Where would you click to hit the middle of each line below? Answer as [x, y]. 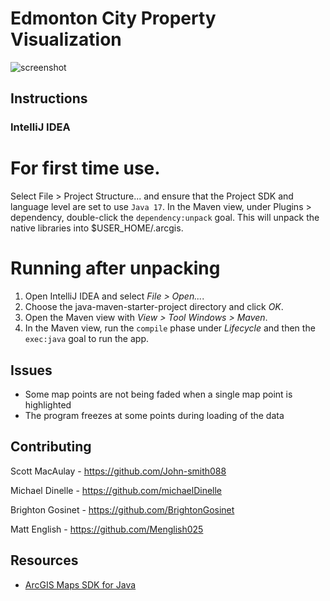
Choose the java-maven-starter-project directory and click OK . [154, 307]
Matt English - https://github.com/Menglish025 [107, 529]
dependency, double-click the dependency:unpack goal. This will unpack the [165, 218]
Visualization [66, 39]
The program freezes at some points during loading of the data [154, 415]
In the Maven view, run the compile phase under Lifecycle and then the [170, 328]
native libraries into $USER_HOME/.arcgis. [97, 228]
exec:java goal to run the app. [87, 339]
